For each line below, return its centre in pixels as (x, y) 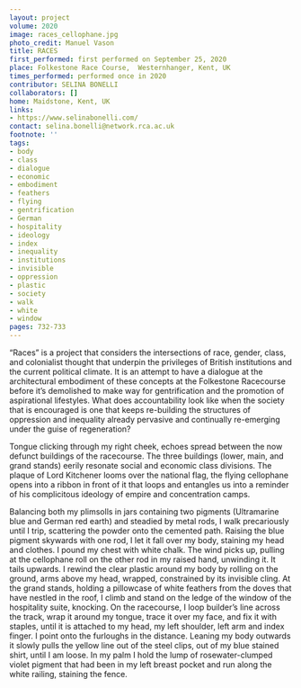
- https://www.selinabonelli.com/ (74, 118)
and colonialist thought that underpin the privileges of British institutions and (150, 362)
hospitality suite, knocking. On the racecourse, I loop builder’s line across (145, 607)
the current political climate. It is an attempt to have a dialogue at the (136, 371)
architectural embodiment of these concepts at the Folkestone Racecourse (147, 381)
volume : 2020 (34, 26)
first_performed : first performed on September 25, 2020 (118, 59)
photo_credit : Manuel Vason (62, 43)
